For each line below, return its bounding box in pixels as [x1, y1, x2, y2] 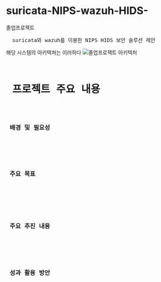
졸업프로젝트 [6, 24, 35, 31]
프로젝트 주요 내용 [12, 83, 101, 96]
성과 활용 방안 [9, 269, 50, 277]
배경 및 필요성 [9, 124, 50, 131]
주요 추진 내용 [9, 222, 50, 230]
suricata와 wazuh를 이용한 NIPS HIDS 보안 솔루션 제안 [12, 37, 156, 43]
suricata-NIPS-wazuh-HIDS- [6, 4, 149, 18]
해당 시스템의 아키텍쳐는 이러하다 [6, 48, 82, 56]
